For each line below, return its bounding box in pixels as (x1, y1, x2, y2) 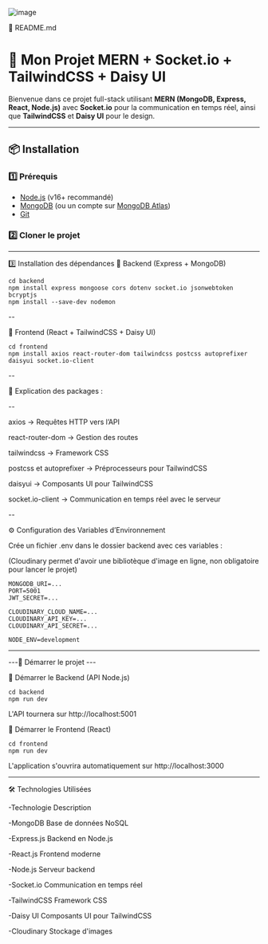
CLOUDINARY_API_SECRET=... (8, 622, 98, 630)
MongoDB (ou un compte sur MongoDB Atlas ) (19, 200, 171, 210)
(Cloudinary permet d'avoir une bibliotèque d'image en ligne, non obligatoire (8, 556, 259, 565)
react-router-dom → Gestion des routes (8, 432, 139, 442)
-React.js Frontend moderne (8, 849, 101, 859)
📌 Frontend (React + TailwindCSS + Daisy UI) (8, 327, 156, 336)
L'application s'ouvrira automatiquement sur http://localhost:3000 (8, 761, 225, 770)
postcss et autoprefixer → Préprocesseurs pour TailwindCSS (8, 463, 207, 473)
